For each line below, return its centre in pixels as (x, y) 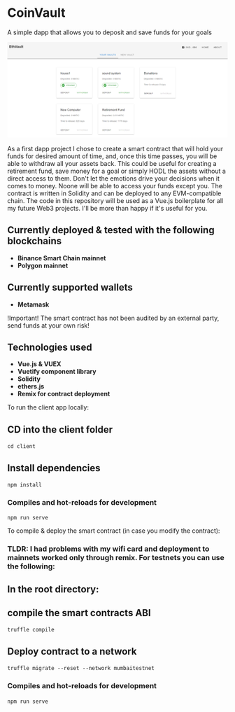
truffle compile (31, 630)
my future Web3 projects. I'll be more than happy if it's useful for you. (107, 208)
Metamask (33, 304)
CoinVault (36, 13)
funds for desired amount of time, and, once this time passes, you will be (112, 156)
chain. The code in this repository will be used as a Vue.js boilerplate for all (115, 200)
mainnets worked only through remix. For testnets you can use (116, 558)
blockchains (35, 241)
